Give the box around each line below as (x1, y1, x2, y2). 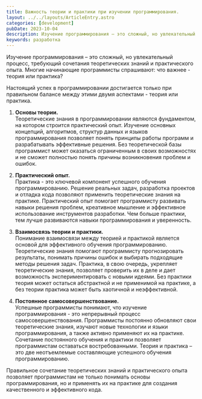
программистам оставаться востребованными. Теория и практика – (14, 342, 192, 350)
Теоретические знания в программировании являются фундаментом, (14, 115, 196, 122)
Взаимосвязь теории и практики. (14, 228, 104, 235)
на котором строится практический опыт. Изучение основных (14, 122, 176, 128)
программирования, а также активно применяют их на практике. (14, 330, 185, 336)
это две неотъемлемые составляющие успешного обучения (14, 349, 172, 356)
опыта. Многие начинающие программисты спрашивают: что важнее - (6, 66, 191, 73)
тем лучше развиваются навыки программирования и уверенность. (14, 216, 192, 224)
